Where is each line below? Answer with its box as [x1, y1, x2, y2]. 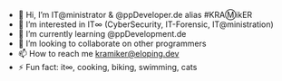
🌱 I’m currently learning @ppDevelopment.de [17, 29, 187, 39]
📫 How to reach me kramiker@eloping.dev [17, 49, 180, 58]
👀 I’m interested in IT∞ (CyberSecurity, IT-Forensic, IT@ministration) [17, 19, 274, 30]
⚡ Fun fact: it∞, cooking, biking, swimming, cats [17, 62, 198, 72]
